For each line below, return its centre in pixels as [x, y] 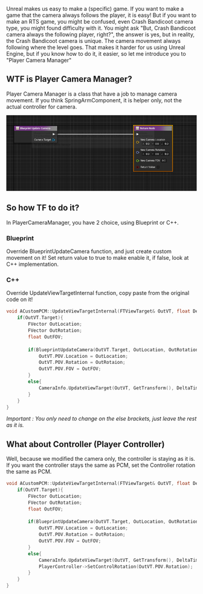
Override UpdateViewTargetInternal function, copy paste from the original [98, 293]
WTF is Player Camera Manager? [69, 79]
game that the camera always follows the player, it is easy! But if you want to [101, 15]
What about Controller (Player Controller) [85, 444]
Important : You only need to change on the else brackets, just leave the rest [101, 419]
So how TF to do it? [43, 208]
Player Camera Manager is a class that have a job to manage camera [92, 94]
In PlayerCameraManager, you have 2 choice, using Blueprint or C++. [93, 222]
